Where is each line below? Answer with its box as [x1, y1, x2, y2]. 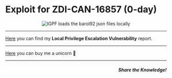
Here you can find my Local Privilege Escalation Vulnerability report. [5, 35, 153, 42]
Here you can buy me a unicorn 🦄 [5, 50, 76, 56]
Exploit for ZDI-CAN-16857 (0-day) [5, 4, 157, 15]
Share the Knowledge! [118, 67, 167, 73]
